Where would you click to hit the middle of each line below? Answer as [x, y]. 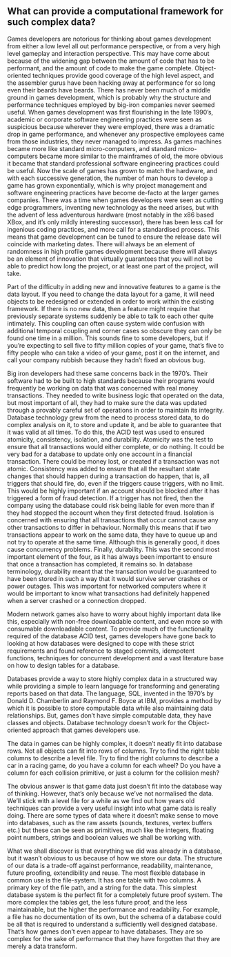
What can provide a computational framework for [115, 11]
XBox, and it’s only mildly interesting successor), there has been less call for [115, 222]
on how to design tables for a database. [63, 665]
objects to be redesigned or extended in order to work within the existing [111, 301]
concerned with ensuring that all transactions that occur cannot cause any [113, 520]
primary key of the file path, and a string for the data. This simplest [102, 887]
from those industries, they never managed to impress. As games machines [114, 141]
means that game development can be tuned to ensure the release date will [114, 237]
